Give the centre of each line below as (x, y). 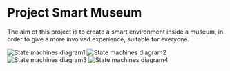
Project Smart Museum (75, 13)
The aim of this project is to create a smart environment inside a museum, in (115, 32)
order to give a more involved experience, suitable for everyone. (98, 39)
